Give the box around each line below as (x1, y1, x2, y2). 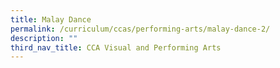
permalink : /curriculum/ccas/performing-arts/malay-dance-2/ (10, 24, 271, 34)
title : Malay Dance (10, 14, 92, 25)
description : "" (10, 33, 78, 43)
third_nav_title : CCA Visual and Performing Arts (10, 42, 222, 53)
